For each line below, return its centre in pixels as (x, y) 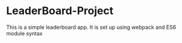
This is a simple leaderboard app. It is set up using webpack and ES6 (91, 27)
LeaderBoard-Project (60, 11)
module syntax (25, 33)
